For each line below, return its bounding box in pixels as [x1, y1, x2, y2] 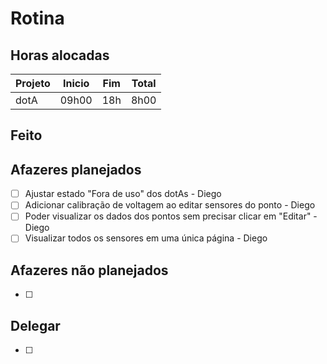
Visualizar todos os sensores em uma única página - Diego [24, 232, 268, 244]
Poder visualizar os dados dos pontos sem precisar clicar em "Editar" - [24, 210, 318, 222]
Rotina [10, 7, 65, 30]
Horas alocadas [10, 47, 110, 64]
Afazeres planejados [10, 161, 142, 178]
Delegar [10, 317, 61, 334]
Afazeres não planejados [10, 262, 169, 279]
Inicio [62, 77, 90, 90]
